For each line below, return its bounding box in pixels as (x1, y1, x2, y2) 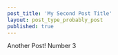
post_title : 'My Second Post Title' (7, 10, 112, 17)
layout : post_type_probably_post (7, 16, 104, 23)
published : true (7, 23, 54, 30)
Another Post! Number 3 (7, 42, 77, 50)
